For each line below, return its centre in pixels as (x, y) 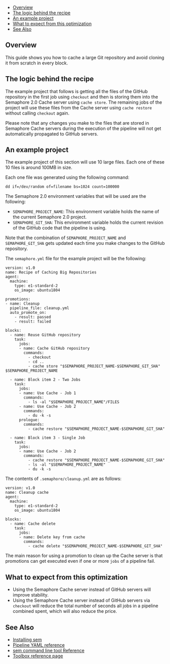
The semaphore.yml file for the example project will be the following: (76, 259)
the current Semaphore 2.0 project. (50, 217)
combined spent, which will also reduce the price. (65, 611)
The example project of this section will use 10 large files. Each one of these (85, 162)
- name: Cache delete (33, 524)
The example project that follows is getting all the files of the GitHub (77, 91)
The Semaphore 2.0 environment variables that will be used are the (76, 196)
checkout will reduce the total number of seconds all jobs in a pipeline (86, 606)
